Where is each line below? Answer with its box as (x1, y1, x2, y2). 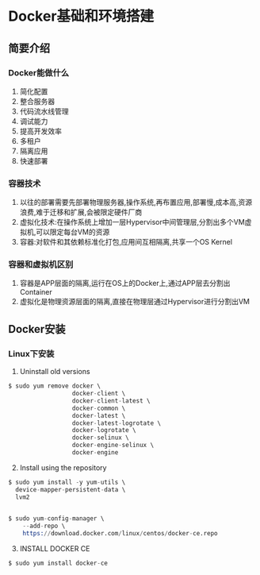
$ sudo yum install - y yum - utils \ (8, 478, 126, 486)
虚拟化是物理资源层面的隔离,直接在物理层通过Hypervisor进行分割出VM (19, 297, 250, 307)
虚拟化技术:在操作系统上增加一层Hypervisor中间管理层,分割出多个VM (19, 218, 246, 227)
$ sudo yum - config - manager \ (8, 515, 105, 523)
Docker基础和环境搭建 (8, 7, 155, 25)
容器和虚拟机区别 (8, 259, 74, 270)
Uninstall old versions (19, 367, 90, 376)
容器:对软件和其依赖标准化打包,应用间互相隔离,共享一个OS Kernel (19, 237, 232, 247)
